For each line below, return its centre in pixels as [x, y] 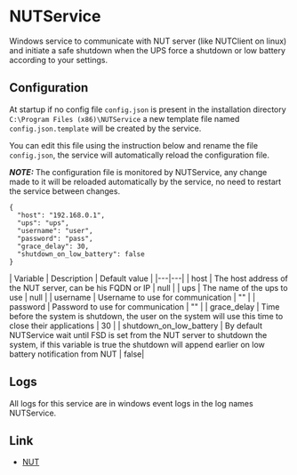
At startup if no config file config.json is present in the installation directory [148, 109]
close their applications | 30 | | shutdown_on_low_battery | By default [136, 326]
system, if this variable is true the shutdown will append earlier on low [137, 344]
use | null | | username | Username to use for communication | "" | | [132, 297]
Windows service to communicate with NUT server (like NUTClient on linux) [148, 41]
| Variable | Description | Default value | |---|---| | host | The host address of [149, 278]
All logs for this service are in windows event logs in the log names [131, 403]
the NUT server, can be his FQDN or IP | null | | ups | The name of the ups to [148, 287]
